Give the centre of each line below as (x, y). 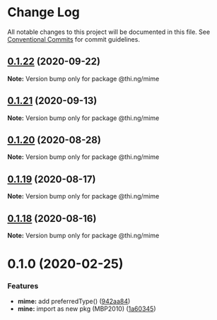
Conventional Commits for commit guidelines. (74, 39)
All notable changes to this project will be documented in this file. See (109, 32)
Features (23, 286)
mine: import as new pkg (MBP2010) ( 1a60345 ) (87, 309)
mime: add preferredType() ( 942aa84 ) (74, 302)
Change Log (43, 12)
